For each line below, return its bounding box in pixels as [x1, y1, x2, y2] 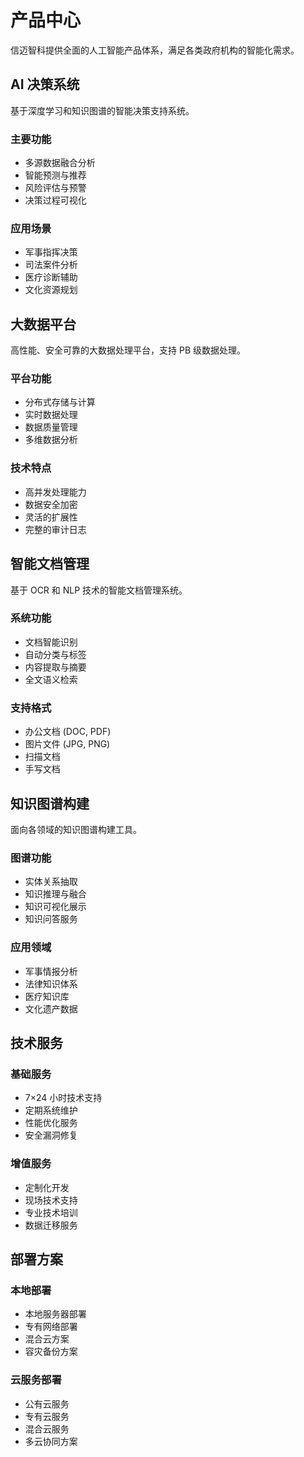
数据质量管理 [24, 421, 78, 433]
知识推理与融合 [24, 888, 87, 900]
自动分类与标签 [24, 648, 87, 660]
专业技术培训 [24, 1206, 78, 1218]
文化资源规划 [24, 284, 78, 296]
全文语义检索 [24, 673, 78, 685]
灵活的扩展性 [24, 511, 78, 523]
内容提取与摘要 [24, 661, 87, 673]
